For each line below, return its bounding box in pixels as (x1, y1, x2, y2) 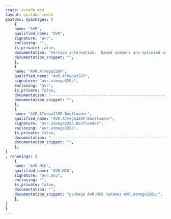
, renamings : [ (5, 154, 38, 159)
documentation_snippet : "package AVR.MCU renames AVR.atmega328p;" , (14, 192, 163, 197)
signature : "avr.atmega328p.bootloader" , (14, 120, 103, 126)
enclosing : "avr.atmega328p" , (14, 126, 79, 131)
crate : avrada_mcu (5, 7, 44, 13)
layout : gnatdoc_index (5, 12, 53, 17)
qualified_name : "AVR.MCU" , (14, 168, 74, 173)
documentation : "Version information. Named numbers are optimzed (14, 50, 160, 55)
